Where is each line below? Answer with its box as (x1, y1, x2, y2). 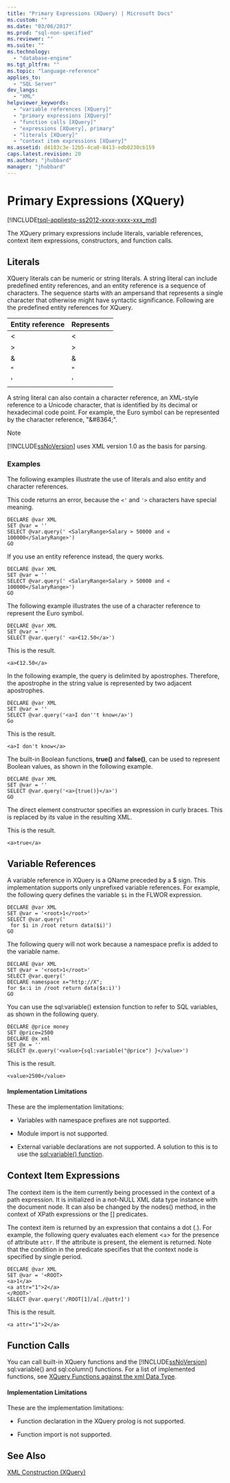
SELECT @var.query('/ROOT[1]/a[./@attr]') (7, 1295, 130, 1302)
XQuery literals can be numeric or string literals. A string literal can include (7, 274, 218, 282)
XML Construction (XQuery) (7, 1468, 86, 1477)
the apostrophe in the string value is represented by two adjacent (7, 679, 192, 687)
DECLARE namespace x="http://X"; (7, 979, 103, 986)
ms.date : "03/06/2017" (7, 23, 72, 30)
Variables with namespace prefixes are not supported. (16, 1116, 171, 1124)
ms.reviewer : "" (7, 36, 54, 43)
